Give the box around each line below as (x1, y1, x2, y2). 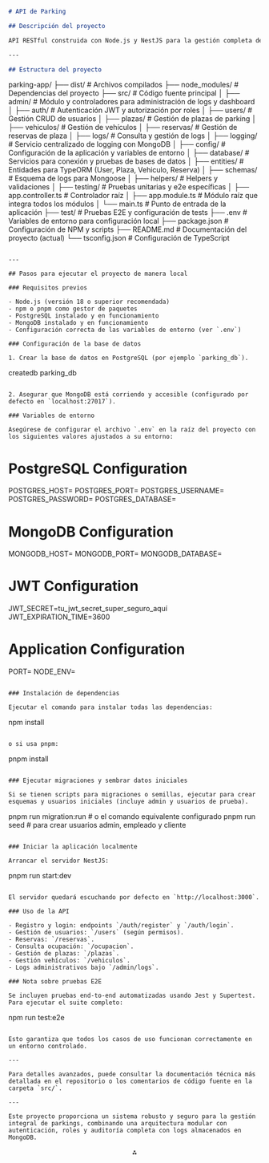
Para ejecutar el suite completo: (8, 999, 124, 1007)
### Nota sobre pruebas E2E (8, 978, 102, 986)
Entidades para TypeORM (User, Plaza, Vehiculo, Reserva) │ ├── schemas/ (8, 165, 258, 175)
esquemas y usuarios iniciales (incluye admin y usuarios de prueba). (8, 798, 249, 806)
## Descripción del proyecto (8, 22, 106, 30)
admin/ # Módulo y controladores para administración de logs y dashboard (8, 97, 255, 107)
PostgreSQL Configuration (8, 460, 188, 477)
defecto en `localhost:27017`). (8, 398, 116, 406)
